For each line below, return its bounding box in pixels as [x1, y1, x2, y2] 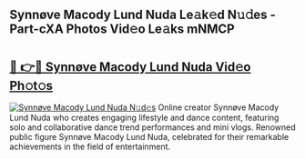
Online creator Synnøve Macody [158, 102, 280, 113]
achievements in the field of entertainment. [9, 141, 171, 152]
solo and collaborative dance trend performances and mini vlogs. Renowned [9, 122, 296, 133]
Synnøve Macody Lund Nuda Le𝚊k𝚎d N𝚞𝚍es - [9, 7, 276, 23]
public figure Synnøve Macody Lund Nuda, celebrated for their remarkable [9, 132, 290, 142]
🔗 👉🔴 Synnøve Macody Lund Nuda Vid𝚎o [9, 59, 251, 75]
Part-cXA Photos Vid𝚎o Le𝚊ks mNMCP [9, 22, 235, 37]
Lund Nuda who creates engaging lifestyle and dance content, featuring [9, 113, 280, 123]
